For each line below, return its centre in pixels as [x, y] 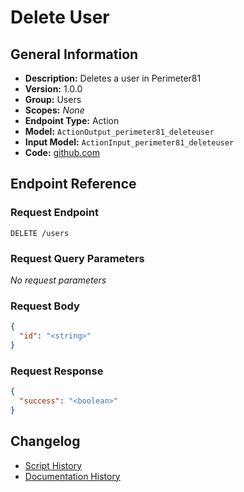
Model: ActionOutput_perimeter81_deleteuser [119, 131]
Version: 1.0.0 [53, 89]
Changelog [45, 441]
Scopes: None [54, 110]
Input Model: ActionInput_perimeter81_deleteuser [129, 142]
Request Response [57, 371]
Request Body [45, 306]
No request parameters [58, 280]
